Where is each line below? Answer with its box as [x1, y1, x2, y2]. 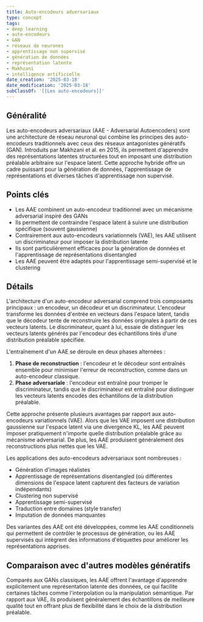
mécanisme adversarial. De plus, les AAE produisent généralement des [6, 436, 184, 444]
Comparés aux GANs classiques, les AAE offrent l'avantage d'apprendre [6, 576, 187, 584]
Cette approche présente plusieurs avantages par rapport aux [6, 410, 161, 418]
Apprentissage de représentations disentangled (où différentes [15, 472, 173, 480]
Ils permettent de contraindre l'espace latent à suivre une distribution [15, 218, 188, 226]
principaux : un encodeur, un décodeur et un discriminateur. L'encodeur [6, 304, 187, 311]
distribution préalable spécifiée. [6, 336, 86, 344]
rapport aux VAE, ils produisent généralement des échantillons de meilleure [6, 596, 195, 603]
